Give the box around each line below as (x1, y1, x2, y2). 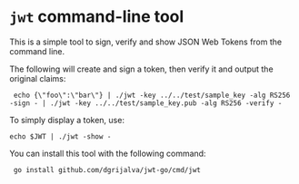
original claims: (9, 73, 66, 83)
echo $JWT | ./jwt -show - (9, 131, 112, 141)
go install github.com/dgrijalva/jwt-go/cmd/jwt (13, 165, 202, 174)
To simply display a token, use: (9, 114, 125, 125)
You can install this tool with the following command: (9, 148, 206, 159)
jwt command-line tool (9, 6, 184, 27)
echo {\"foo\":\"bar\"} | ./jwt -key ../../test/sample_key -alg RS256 (13, 91, 291, 100)
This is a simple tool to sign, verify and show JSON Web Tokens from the (9, 36, 283, 47)
